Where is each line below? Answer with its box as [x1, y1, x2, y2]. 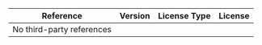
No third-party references [12, 24, 112, 35]
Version [119, 10, 150, 21]
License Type [157, 10, 211, 21]
